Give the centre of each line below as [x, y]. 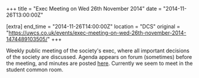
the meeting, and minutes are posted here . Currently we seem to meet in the [99, 63]
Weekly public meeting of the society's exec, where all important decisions [98, 51]
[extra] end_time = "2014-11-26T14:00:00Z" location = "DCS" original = [93, 26]
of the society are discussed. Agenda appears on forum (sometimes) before [99, 57]
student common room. [35, 70]
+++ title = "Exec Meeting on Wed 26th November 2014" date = [84, 9]
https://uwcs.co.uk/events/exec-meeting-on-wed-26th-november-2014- [97, 33]
